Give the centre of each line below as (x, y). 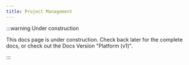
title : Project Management (39, 11)
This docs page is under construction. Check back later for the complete (94, 39)
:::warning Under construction (43, 28)
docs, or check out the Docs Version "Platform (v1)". (69, 46)
